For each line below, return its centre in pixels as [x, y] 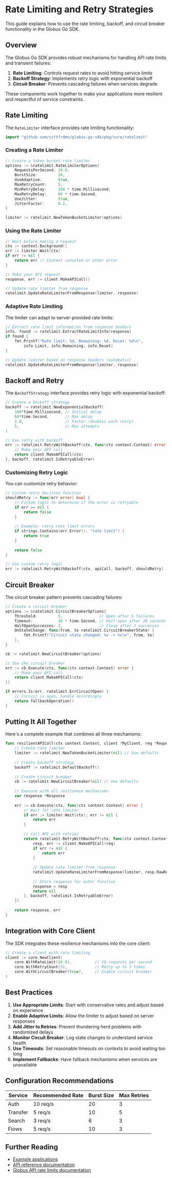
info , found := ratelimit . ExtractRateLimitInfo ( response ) [68, 332]
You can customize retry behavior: [41, 484]
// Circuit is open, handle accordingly [58, 696]
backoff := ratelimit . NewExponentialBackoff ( [55, 407]
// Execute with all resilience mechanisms [62, 791]
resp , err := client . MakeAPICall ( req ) [74, 843]
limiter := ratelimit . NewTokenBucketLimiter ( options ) [64, 218]
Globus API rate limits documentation [52, 1170]
